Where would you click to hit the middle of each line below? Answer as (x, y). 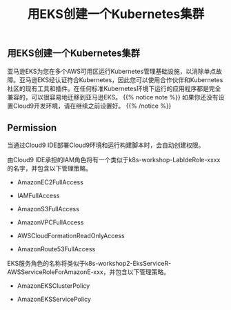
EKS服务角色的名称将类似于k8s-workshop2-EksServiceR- (89, 264)
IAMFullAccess (38, 196)
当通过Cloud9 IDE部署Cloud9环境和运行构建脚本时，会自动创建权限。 (106, 145)
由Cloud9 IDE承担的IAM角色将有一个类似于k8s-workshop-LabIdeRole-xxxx (114, 160)
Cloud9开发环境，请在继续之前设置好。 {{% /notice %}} (92, 106)
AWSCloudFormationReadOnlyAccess (71, 236)
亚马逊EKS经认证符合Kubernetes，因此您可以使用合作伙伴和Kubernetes (121, 79)
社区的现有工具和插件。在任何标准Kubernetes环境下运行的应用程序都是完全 (114, 88)
